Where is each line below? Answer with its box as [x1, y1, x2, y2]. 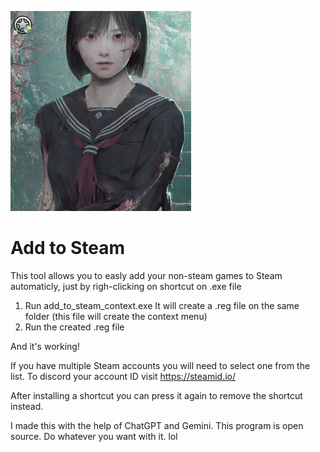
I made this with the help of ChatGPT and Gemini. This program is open [10, 419, 304, 431]
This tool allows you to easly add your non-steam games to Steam [10, 269, 283, 281]
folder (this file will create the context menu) [24, 310, 208, 322]
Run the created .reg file [24, 321, 125, 333]
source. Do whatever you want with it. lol [10, 430, 178, 442]
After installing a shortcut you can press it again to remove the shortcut [10, 389, 303, 401]
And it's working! [10, 340, 80, 352]
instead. [10, 400, 44, 412]
